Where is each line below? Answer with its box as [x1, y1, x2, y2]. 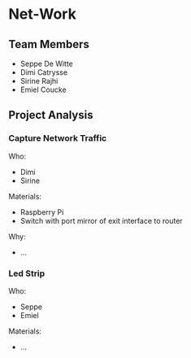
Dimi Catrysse [20, 68, 67, 77]
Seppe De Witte [20, 59, 73, 68]
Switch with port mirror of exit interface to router [20, 216, 183, 225]
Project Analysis [8, 108, 93, 122]
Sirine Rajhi [20, 76, 59, 85]
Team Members [8, 37, 89, 51]
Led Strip [8, 268, 46, 279]
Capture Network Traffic [8, 133, 107, 144]
